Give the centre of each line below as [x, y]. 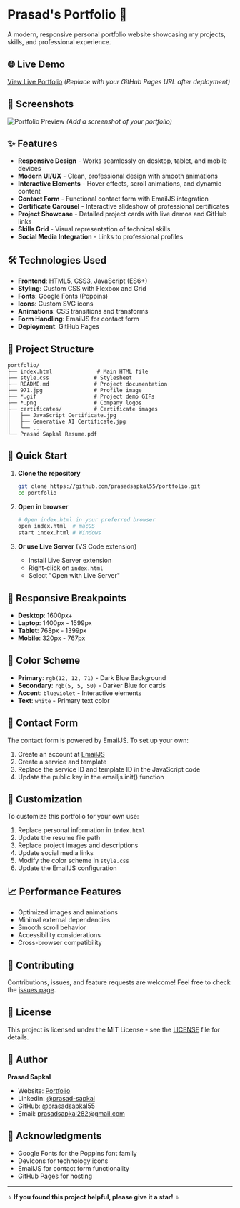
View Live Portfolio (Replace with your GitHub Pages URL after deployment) [119, 81]
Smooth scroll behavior [52, 927]
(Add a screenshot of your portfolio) [119, 121]
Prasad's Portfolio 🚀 [67, 15]
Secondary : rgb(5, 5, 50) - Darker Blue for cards [92, 685]
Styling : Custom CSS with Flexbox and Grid [82, 289]
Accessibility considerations [59, 935]
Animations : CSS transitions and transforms [83, 311]
